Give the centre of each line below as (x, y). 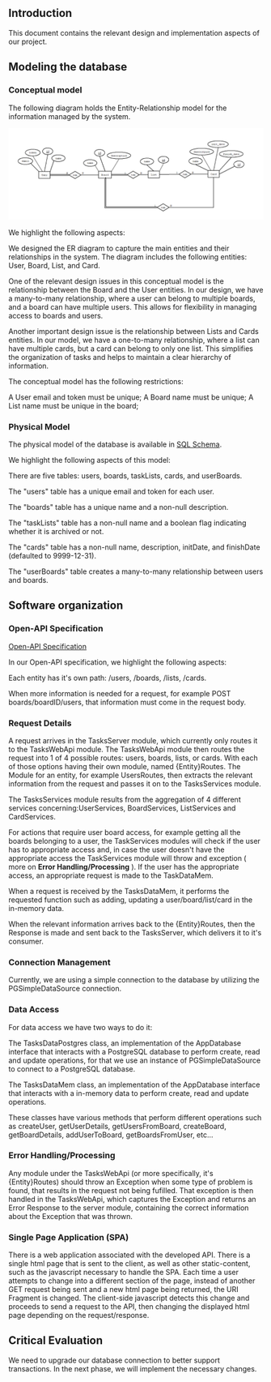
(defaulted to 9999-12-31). (53, 555)
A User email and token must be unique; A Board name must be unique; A (131, 397)
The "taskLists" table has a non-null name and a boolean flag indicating (127, 523)
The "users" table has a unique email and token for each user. (111, 491)
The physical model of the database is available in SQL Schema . (115, 444)
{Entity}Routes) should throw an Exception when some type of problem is (131, 1182)
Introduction (40, 13)
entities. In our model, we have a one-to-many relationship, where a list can (134, 340)
